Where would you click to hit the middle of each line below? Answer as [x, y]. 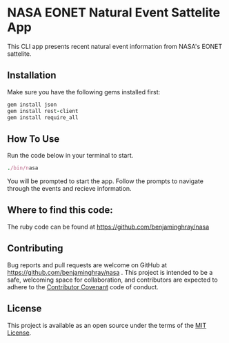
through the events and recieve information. [69, 189]
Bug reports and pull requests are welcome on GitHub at [87, 265]
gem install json [32, 105]
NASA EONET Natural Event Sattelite [114, 13]
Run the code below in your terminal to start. [70, 156]
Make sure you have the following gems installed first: [84, 92]
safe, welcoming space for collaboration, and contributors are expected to [113, 280]
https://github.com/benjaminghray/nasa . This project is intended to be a [110, 272]
